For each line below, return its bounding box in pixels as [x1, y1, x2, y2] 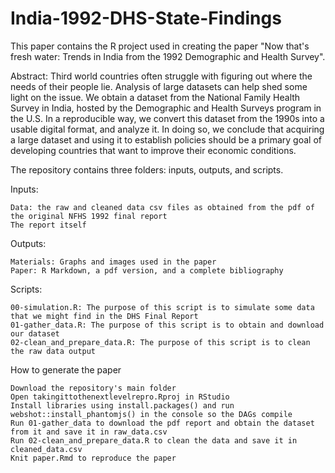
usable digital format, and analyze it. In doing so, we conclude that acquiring [10, 123, 325, 135]
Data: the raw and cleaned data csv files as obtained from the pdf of [10, 202, 315, 212]
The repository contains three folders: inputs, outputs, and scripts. [10, 163, 284, 176]
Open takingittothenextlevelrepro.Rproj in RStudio [10, 392, 230, 402]
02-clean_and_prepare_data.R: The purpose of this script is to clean [10, 337, 311, 347]
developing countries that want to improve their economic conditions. [10, 144, 297, 156]
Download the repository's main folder [10, 383, 177, 393]
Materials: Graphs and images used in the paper [10, 257, 217, 267]
